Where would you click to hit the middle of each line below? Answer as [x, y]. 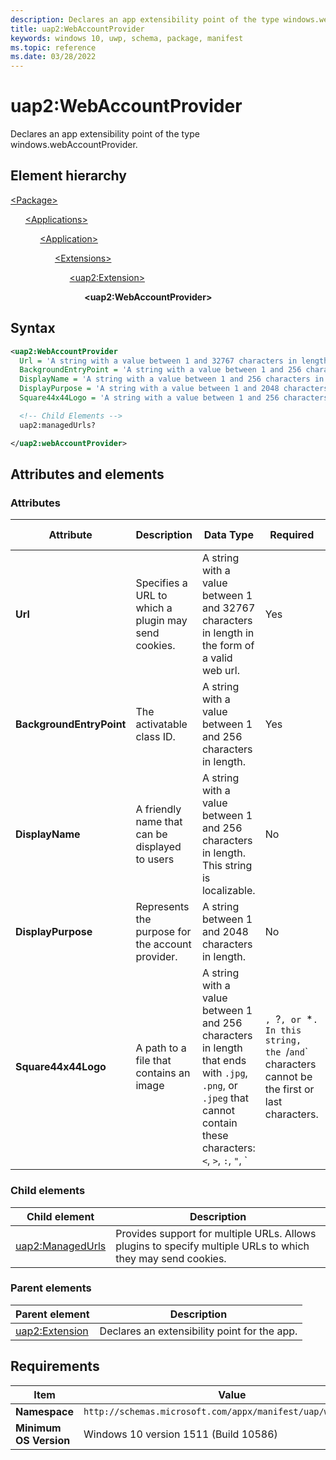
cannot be [288, 1077]
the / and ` [286, 1052]
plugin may [161, 621]
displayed [158, 847]
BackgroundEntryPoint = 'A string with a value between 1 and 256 [160, 370]
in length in [228, 633]
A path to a [161, 1048]
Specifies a [161, 583]
